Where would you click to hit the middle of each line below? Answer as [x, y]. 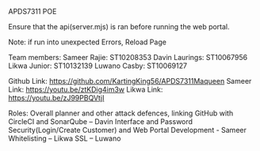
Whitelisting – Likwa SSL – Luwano [65, 138]
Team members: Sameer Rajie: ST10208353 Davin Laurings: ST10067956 [128, 57]
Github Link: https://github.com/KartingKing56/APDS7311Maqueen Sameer [130, 81]
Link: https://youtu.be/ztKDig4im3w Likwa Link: [86, 89]
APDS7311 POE [32, 11]
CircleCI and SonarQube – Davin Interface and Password [100, 121]
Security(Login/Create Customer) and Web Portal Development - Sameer [128, 130]
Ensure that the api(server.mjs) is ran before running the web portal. [119, 26]
